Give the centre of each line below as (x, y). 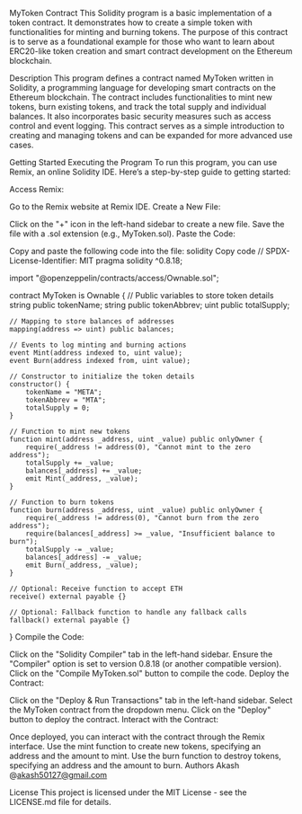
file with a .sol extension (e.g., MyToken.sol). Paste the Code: (123, 234)
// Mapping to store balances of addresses (92, 322)
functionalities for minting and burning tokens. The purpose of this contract (149, 32)
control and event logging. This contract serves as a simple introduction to (147, 126)
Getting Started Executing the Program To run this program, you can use (143, 162)
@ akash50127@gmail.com (58, 775)
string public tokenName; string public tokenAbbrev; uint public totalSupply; (150, 305)
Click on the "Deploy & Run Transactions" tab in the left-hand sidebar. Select (151, 700)
